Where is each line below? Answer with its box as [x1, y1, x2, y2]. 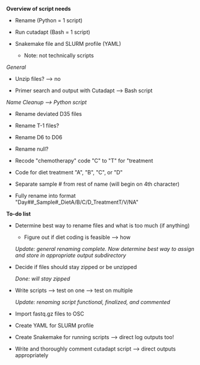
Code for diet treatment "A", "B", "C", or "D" [14, 169, 123, 176]
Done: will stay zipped [14, 275, 70, 282]
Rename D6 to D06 [14, 134, 63, 141]
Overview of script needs [6, 5, 71, 12]
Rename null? [14, 145, 49, 153]
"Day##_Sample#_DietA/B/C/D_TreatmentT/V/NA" [14, 198, 139, 206]
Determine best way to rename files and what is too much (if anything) [14, 222, 190, 229]
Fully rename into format [14, 192, 77, 199]
